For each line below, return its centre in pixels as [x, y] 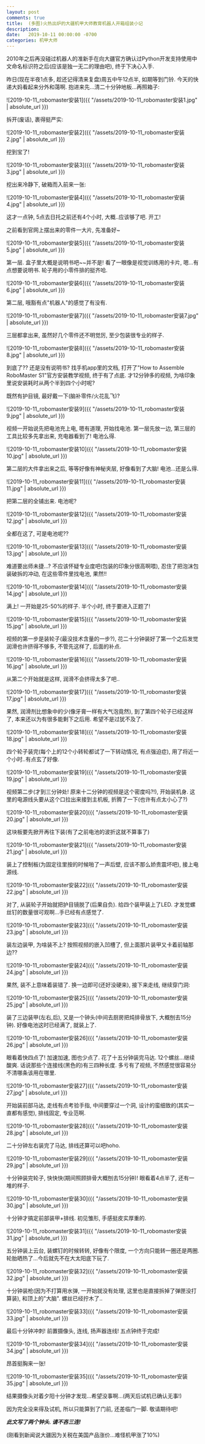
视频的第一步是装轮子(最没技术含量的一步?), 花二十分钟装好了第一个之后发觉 [102, 639]
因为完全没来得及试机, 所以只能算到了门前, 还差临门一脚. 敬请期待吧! [92, 1409]
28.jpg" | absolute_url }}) [37, 1133]
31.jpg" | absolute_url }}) [37, 1238]
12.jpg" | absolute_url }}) [37, 521]
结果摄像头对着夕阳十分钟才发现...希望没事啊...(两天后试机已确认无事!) [94, 1396]
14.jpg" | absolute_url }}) [37, 594]
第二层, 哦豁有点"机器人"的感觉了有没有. [57, 303]
